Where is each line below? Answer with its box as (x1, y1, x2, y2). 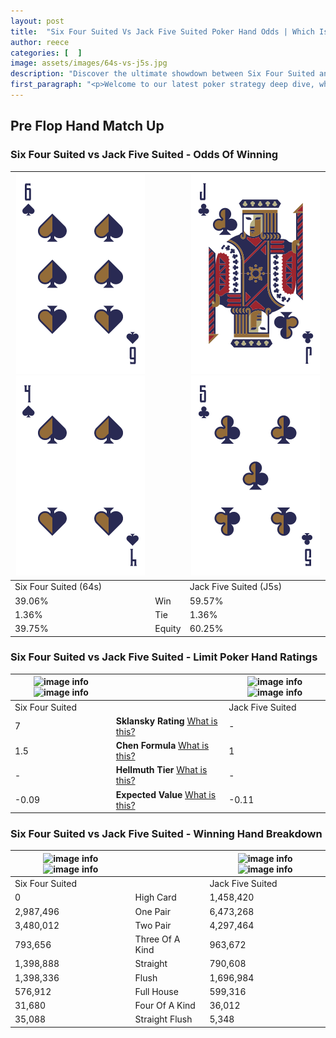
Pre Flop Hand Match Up (10, 118, 165, 135)
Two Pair (134, 919, 172, 931)
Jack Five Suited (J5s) (189, 581, 283, 593)
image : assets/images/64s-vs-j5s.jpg (10, 58, 168, 69)
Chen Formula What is (115, 740, 210, 752)
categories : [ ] (10, 48, 83, 58)
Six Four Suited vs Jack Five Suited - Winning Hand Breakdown (10, 827, 323, 841)
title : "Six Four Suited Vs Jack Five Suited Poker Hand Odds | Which (10, 26, 315, 37)
